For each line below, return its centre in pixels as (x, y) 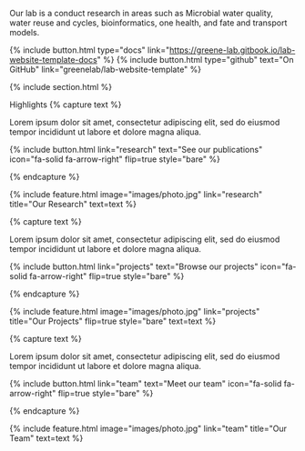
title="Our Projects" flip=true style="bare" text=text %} (113, 321)
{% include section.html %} (61, 87)
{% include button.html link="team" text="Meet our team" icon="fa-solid (146, 384)
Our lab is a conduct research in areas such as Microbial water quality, (141, 13)
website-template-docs (53, 60)
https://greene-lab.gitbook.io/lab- (233, 50)
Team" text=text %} (46, 438)
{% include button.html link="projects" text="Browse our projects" (134, 266)
